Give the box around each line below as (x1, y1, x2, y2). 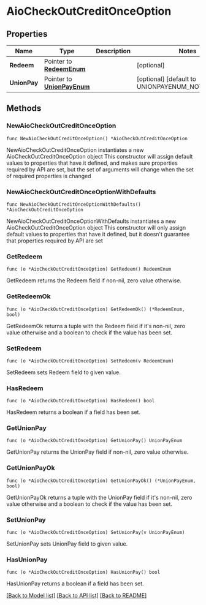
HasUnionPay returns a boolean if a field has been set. (6, 580, 144, 587)
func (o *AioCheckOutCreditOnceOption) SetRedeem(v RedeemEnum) (6, 358, 174, 364)
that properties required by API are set (6, 237, 103, 244)
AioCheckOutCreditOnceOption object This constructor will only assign (6, 224, 186, 231)
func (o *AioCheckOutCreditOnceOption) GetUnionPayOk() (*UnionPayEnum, (6, 478, 196, 484)
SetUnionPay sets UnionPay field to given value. (6, 540, 128, 547)
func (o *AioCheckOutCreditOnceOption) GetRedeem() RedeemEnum (6, 266, 172, 272)
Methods (6, 103, 42, 114)
